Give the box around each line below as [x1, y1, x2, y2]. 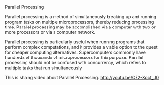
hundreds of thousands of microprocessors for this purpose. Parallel [5, 55, 144, 60]
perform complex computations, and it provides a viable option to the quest [5, 44, 158, 50]
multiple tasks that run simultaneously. [5, 65, 83, 71]
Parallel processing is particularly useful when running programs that [5, 39, 145, 45]
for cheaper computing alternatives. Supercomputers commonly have [5, 49, 146, 55]
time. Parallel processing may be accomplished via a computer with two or [5, 24, 156, 30]
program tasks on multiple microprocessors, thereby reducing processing [5, 19, 154, 25]
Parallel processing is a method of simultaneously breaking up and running [5, 14, 157, 19]
